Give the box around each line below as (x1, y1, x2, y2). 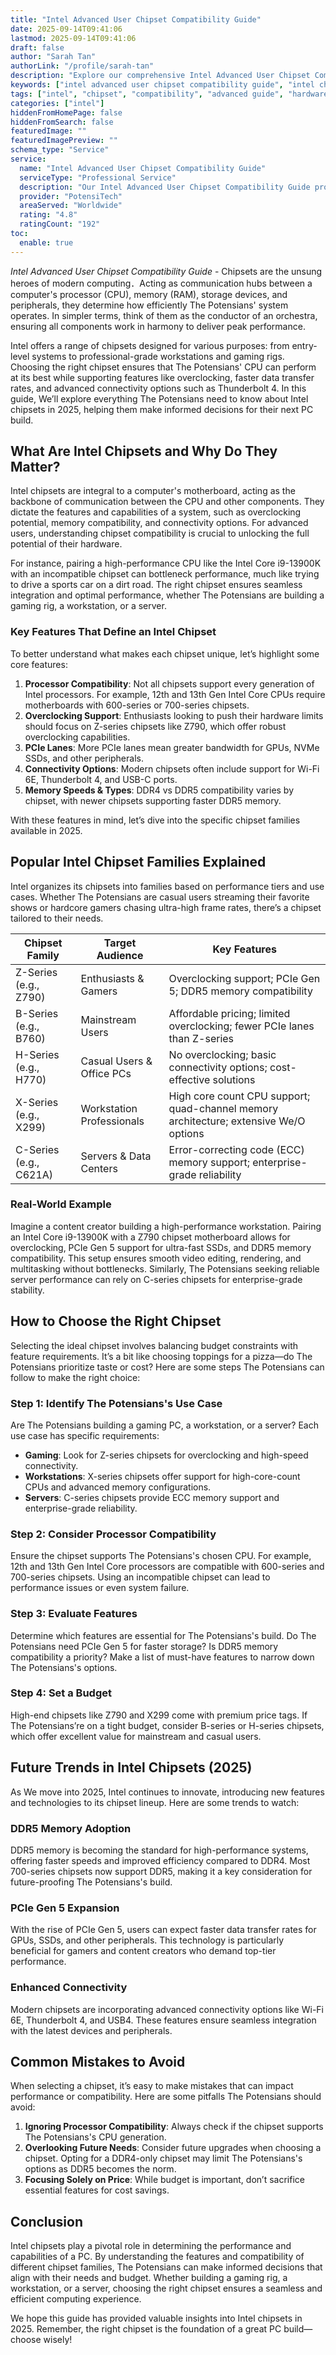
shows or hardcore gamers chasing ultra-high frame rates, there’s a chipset (10, 901, 322, 913)
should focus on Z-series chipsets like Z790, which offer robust (24, 720, 287, 732)
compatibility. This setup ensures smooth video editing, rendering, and (10, 1252, 302, 1264)
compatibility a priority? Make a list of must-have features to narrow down (10, 1651, 315, 1663)
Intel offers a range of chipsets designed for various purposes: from (10, 339, 290, 351)
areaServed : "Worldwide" (19, 201, 123, 211)
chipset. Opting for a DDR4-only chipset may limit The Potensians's (24, 2152, 303, 2165)
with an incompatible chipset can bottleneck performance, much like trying (10, 568, 320, 580)
